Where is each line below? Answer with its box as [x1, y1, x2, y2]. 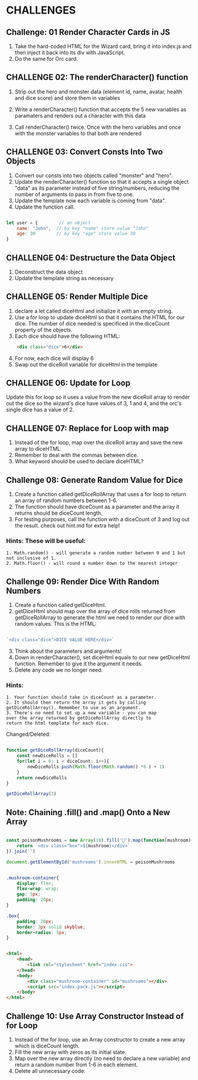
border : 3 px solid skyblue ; [16, 924, 85, 930]
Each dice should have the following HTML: [14, 332, 120, 340]
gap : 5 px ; [16, 892, 41, 897]
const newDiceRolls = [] [16, 753, 78, 759]
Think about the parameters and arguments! [14, 648, 122, 655]
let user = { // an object [6, 220, 91, 226]
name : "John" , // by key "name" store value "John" [16, 225, 149, 231]
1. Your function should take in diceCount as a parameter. [6, 695, 157, 701]
